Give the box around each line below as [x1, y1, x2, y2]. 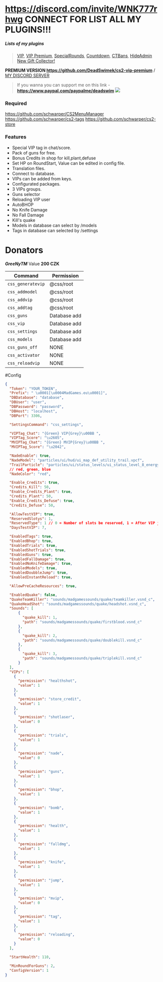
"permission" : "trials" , [17, 732, 68, 738]
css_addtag [7, 305, 33, 310]
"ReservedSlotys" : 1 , [9, 516, 53, 521]
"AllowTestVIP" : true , [9, 512, 55, 517]
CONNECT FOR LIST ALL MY [25, 14, 142, 25]
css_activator [7, 352, 40, 358]
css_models [7, 336, 33, 342]
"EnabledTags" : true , [9, 534, 53, 539]
